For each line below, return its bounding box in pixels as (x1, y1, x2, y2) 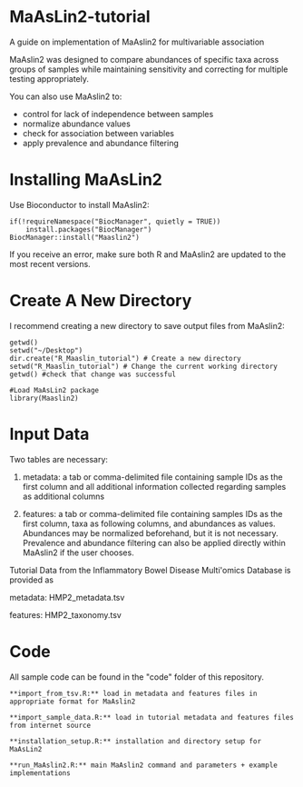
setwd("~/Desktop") (9, 345, 83, 355)
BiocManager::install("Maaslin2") (9, 233, 141, 242)
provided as (9, 574, 54, 585)
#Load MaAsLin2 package (9, 385, 100, 394)
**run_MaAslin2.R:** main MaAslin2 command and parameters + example (9, 761, 279, 770)
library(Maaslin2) (9, 393, 79, 403)
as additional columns (22, 491, 105, 502)
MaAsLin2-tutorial (9, 6, 151, 27)
